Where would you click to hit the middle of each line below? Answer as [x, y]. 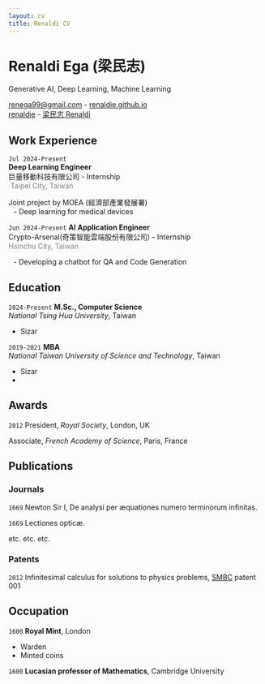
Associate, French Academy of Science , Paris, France [98, 441]
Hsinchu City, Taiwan [44, 246]
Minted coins [42, 655]
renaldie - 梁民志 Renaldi [49, 114]
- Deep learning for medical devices [73, 212]
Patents [24, 559]
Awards [28, 405]
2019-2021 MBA [34, 347]
